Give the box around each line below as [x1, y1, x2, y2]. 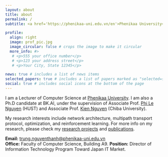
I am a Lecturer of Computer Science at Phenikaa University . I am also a [5, 94, 153, 100]
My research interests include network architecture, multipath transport [5, 115, 152, 121]
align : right [9, 35, 37, 40]
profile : [5, 30, 23, 35]
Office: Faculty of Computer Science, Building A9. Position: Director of [5, 140, 152, 146]
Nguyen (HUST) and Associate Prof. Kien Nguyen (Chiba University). [5, 105, 147, 111]
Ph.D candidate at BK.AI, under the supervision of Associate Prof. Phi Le [5, 100, 154, 106]
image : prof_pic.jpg [9, 39, 52, 45]
